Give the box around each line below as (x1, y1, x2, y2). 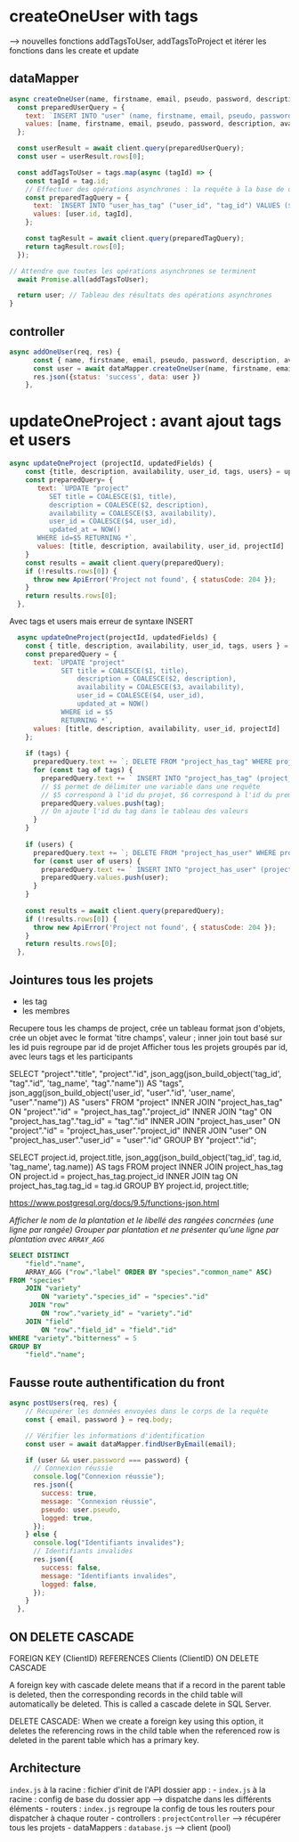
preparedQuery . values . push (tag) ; (41, 799, 166, 808)
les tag (21, 996, 47, 1007)
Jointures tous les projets (9, 973, 154, 988)
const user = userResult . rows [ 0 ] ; (17, 152, 145, 161)
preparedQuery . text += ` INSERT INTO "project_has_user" (41, 865, 256, 874)
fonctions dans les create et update (9, 45, 140, 55)
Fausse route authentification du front (9, 1374, 225, 1390)
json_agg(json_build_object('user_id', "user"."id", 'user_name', (9, 1087, 236, 1097)
